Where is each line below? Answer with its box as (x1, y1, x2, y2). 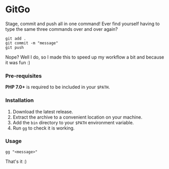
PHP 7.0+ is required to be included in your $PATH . (5, 84, 110, 90)
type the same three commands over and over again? (5, 26, 118, 32)
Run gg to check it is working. (12, 125, 75, 131)
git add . (5, 36, 27, 41)
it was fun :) (5, 59, 31, 65)
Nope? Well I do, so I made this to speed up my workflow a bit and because (5, 54, 164, 60)
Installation (5, 97, 34, 104)
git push (5, 45, 24, 50)
